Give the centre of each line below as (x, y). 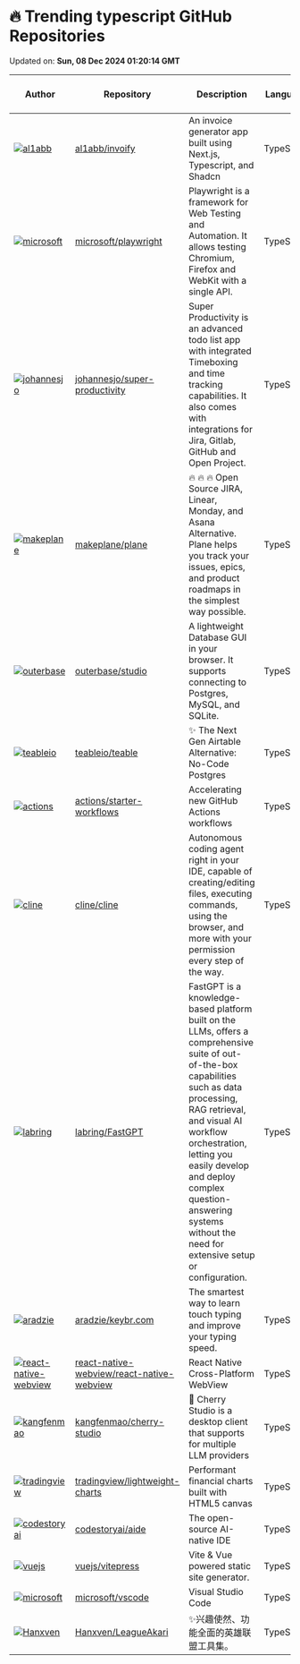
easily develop (219, 1165)
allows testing (218, 246)
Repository (128, 94)
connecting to (218, 682)
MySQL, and (215, 704)
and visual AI (216, 1121)
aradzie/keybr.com (114, 1319)
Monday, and (216, 510)
